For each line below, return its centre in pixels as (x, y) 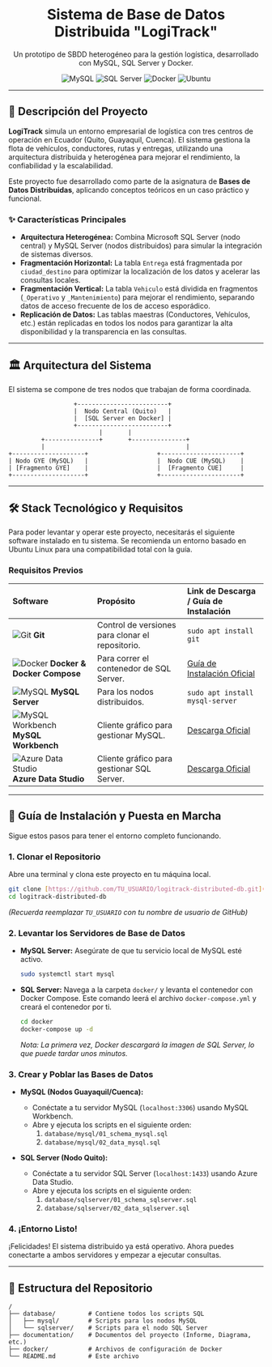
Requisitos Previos (46, 570)
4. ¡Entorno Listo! (43, 1229)
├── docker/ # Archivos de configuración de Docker (115, 1349)
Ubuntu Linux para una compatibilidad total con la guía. (100, 549)
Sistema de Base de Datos (136, 15)
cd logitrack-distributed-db (57, 896)
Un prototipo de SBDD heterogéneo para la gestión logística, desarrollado (136, 54)
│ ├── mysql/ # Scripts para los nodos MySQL (103, 1321)
